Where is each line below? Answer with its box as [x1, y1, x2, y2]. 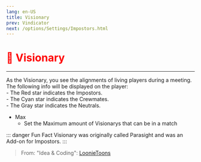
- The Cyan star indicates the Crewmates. [6, 96, 109, 103]
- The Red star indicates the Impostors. [6, 89, 103, 96]
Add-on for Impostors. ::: [6, 138, 68, 145]
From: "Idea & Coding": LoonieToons [20, 149, 111, 157]
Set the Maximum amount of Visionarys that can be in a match [23, 120, 178, 127]
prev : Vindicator [6, 20, 50, 26]
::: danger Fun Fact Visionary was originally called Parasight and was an [6, 132, 184, 139]
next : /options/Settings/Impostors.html [6, 25, 109, 32]
